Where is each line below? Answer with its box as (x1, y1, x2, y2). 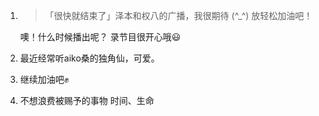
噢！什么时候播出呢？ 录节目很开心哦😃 (19, 31, 182, 43)
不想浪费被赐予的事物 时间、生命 (19, 95, 155, 106)
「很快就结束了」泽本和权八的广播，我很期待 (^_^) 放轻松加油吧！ (44, 10, 313, 21)
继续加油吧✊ (19, 74, 70, 85)
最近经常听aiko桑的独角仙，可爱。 (19, 52, 160, 64)
